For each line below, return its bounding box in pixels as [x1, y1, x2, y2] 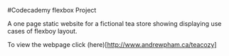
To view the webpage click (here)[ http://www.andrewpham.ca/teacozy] [7, 41, 217, 48]
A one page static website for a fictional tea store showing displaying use [7, 20, 222, 27]
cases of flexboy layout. [7, 27, 78, 35]
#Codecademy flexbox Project [7, 6, 97, 14]
